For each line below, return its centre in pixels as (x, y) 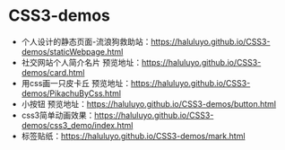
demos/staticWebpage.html (72, 51)
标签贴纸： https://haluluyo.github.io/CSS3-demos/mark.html (133, 136)
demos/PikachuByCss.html (71, 93)
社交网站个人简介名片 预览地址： (82, 62)
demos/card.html (53, 72)
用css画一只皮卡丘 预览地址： (76, 83)
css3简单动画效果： (58, 115)
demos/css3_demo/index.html (77, 125)
